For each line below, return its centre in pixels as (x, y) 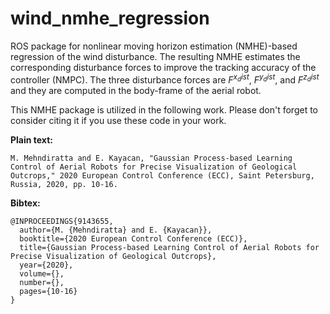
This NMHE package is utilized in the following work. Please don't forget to (164, 109)
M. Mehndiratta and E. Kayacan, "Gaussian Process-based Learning (151, 158)
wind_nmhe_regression (110, 18)
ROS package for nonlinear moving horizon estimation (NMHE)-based (154, 46)
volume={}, (42, 273)
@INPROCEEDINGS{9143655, (62, 221)
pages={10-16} (48, 291)
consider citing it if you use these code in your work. (118, 120)
